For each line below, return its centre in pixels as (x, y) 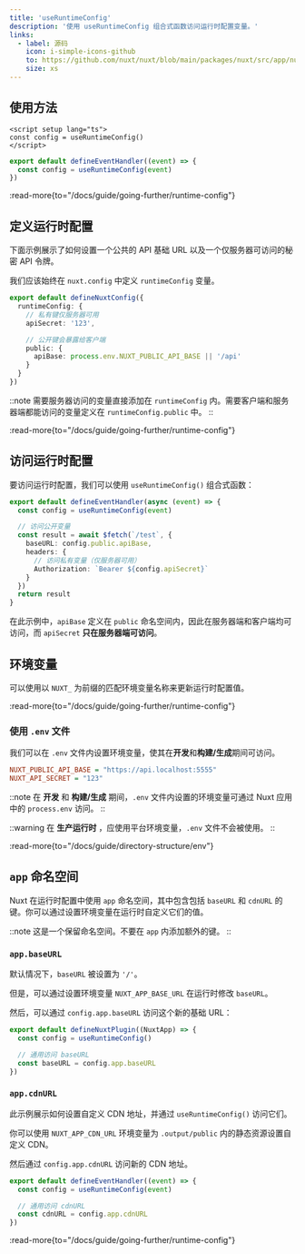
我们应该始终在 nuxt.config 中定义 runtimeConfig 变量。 (114, 281)
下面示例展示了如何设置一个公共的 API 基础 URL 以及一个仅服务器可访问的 (148, 250)
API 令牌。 (39, 261)
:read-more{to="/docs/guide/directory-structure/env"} (112, 846)
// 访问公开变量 (44, 527)
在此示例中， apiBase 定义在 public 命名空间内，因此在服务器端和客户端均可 (151, 622)
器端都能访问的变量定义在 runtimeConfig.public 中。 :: (112, 411)
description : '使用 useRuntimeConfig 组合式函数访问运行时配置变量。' (134, 26)
